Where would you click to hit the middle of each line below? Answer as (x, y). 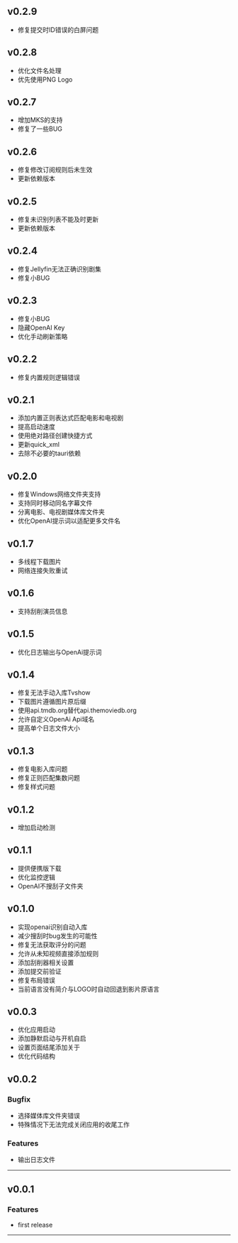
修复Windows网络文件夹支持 (59, 494)
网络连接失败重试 (42, 570)
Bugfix (19, 1099)
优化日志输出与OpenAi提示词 (59, 652)
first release (35, 1225)
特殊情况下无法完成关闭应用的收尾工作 (73, 1124)
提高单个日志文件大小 (49, 728)
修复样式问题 (36, 787)
